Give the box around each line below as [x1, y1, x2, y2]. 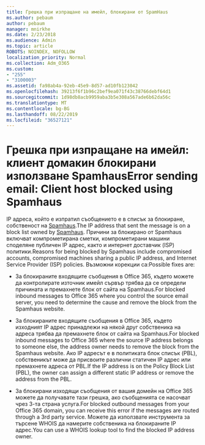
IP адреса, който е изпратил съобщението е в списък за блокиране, [6, 215, 185, 223]
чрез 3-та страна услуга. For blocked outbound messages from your [15, 400, 190, 408]
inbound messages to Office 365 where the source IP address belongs [15, 337, 194, 344]
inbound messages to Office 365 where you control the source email [15, 292, 188, 300]
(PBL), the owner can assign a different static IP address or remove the [15, 369, 194, 377]
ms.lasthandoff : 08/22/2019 [6, 111, 78, 117]
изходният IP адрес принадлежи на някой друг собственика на [15, 323, 181, 331]
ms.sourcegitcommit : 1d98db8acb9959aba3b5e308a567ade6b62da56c [6, 94, 171, 100]
